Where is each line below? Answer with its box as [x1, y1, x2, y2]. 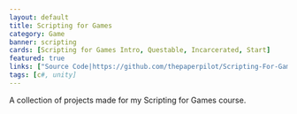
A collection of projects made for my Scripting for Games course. [9, 95, 247, 105]
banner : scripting [9, 37, 77, 47]
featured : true [9, 54, 65, 63]
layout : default [9, 12, 69, 22]
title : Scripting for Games [9, 21, 113, 30]
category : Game [9, 29, 65, 38]
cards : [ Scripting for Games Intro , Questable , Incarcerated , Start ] [9, 46, 271, 55]
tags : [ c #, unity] [9, 71, 77, 80]
